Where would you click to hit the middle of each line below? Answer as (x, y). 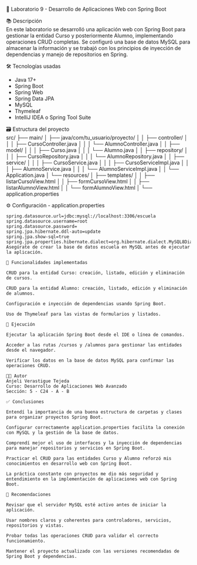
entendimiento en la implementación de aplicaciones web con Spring (91, 479)
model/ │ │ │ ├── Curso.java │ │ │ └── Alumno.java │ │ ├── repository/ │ (97, 150)
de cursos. (19, 278)
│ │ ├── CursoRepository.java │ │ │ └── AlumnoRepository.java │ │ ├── (95, 156)
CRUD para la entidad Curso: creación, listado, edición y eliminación (95, 273)
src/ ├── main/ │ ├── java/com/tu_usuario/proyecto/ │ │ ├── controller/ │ (97, 138)
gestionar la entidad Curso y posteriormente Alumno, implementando (90, 36)
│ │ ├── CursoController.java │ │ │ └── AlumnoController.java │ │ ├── (93, 144)
